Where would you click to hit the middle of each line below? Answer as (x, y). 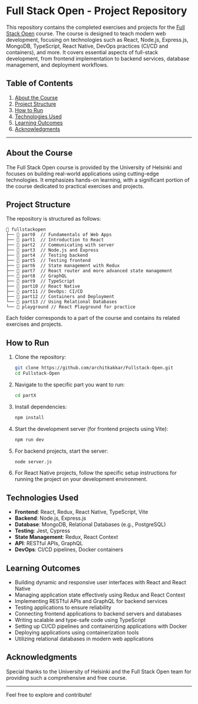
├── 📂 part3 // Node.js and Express (52, 250)
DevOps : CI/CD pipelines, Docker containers (69, 549)
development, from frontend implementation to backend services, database (98, 58)
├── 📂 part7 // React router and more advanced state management (89, 271)
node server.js (33, 461)
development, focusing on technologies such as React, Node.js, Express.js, (97, 40)
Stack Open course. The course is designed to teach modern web (86, 33)
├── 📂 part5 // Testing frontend (49, 261)
